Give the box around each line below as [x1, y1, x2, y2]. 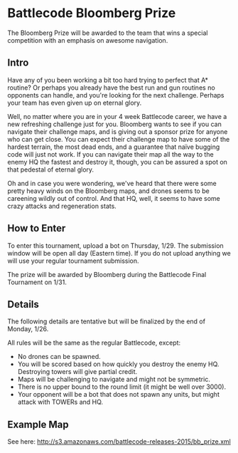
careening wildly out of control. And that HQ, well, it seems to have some [7, 194, 220, 202]
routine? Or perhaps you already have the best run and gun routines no [7, 83, 215, 92]
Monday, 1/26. [7, 325, 49, 333]
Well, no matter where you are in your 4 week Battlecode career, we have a [7, 112, 227, 120]
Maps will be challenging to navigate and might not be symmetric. [17, 375, 211, 384]
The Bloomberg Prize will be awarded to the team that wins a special [7, 28, 208, 37]
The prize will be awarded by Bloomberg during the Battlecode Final [7, 270, 207, 278]
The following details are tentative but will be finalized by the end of [7, 317, 206, 326]
